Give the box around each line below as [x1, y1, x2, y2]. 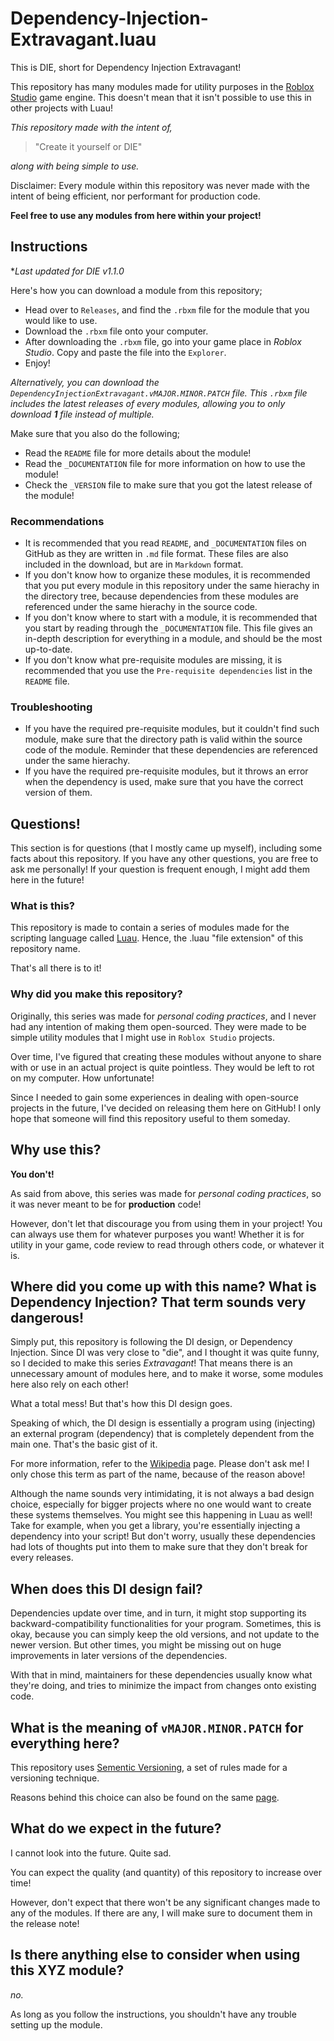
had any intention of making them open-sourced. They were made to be [10, 1020, 307, 1032]
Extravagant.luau [10, 28, 157, 51]
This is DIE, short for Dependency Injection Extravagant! [10, 61, 242, 73]
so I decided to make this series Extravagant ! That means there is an [10, 1357, 293, 1369]
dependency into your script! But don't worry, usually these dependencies [10, 1530, 316, 1542]
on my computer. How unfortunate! [10, 1072, 155, 1084]
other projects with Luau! [10, 102, 113, 114]
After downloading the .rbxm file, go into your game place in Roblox [24, 335, 302, 347]
